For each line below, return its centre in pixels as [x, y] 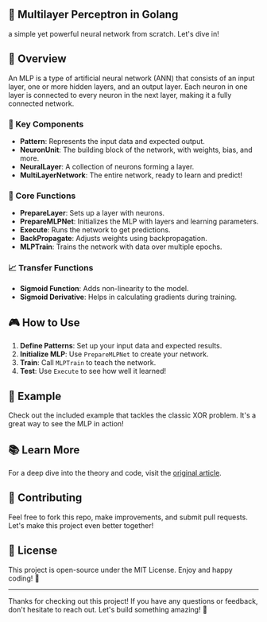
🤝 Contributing [45, 498]
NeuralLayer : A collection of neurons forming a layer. [107, 166]
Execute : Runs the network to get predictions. [95, 230]
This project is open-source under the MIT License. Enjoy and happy [120, 570]
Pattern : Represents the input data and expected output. [112, 141]
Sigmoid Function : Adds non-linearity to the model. [104, 288]
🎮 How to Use [44, 323]
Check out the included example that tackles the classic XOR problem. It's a [132, 415]
